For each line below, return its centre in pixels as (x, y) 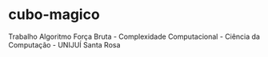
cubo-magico (54, 15)
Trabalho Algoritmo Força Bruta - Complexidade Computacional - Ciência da (134, 36)
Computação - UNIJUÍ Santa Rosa (64, 44)
